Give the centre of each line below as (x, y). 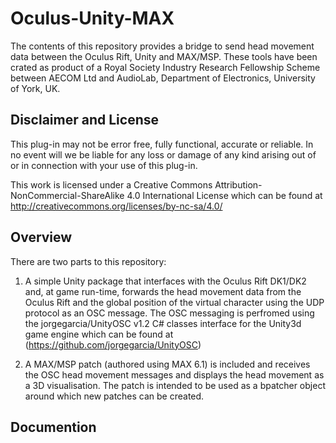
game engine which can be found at (99, 334)
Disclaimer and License (84, 120)
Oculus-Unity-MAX (92, 18)
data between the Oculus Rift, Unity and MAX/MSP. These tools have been (164, 56)
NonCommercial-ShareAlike (67, 195)
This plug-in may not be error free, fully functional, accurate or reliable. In (162, 144)
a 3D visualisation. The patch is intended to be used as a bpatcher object (175, 385)
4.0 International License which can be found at (224, 195)
